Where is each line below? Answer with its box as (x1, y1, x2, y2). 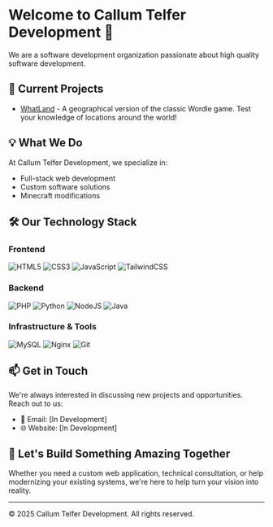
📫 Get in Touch (8, 364, 89, 378)
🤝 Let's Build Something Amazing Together (8, 447, 231, 461)
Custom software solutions (19, 181, 110, 192)
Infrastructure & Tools (8, 321, 97, 333)
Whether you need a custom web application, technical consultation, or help (8, 468, 264, 478)
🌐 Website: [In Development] (19, 423, 118, 433)
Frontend (8, 243, 45, 255)
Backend (8, 282, 45, 294)
